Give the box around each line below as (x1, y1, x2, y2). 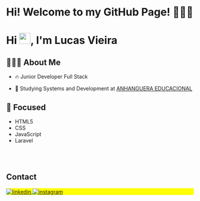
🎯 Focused (6, 102, 46, 112)
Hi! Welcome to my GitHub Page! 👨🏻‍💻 (6, 5, 193, 19)
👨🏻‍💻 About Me (6, 57, 61, 67)
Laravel (14, 137, 33, 144)
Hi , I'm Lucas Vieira (6, 34, 118, 47)
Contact (6, 172, 37, 182)
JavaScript (14, 131, 42, 137)
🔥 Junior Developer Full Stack (14, 73, 88, 80)
